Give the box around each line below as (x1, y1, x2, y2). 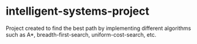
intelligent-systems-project (6, 4, 149, 18)
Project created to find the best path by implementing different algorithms (6, 24, 191, 32)
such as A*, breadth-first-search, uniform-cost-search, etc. (6, 31, 157, 38)
